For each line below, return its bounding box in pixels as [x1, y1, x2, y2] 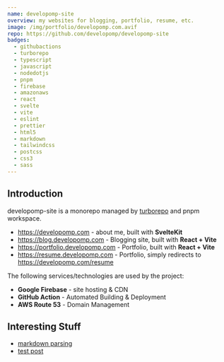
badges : [7, 37, 30, 44]
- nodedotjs [13, 69, 49, 76]
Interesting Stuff [7, 320, 81, 332]
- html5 [13, 129, 37, 136]
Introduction [7, 188, 64, 200]
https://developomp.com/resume [17, 257, 114, 266]
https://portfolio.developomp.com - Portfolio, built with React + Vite [17, 243, 216, 251]
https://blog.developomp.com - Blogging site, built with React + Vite [17, 235, 217, 244]
